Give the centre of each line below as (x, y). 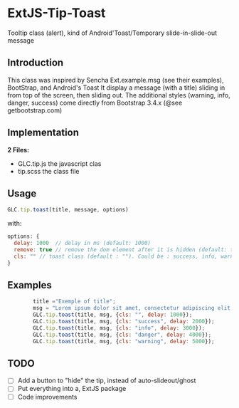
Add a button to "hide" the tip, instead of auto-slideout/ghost (107, 381)
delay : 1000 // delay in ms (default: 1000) (83, 244)
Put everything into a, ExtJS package (72, 389)
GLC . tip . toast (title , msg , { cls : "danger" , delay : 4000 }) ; (122, 335)
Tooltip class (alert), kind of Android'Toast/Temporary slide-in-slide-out (112, 33)
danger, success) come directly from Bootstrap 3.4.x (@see (95, 103)
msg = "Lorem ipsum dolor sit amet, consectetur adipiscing (124, 308)
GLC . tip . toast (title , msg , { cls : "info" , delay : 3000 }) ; (119, 328)
